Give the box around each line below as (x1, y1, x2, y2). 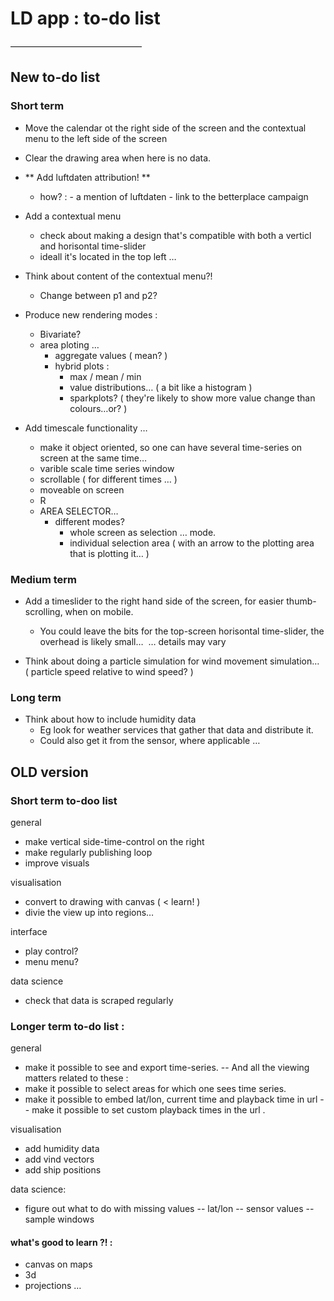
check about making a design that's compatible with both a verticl (39, 229, 312, 241)
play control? (24, 945, 79, 957)
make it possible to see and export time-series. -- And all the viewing (24, 1062, 310, 1074)
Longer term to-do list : (10, 1019, 125, 1033)
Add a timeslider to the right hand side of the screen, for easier (24, 595, 285, 607)
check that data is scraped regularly (24, 994, 174, 1006)
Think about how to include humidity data (24, 713, 197, 726)
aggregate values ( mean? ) (54, 349, 168, 361)
